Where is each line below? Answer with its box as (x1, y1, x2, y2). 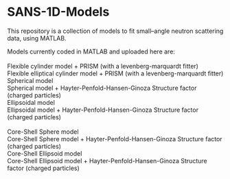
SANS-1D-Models (7, 4, 110, 20)
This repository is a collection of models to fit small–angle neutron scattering (7, 27, 224, 35)
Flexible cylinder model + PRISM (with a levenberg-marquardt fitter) (7, 62, 199, 70)
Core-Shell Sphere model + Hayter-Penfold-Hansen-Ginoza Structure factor (7, 134, 222, 143)
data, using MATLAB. (7, 34, 67, 42)
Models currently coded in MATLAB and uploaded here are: (7, 47, 175, 56)
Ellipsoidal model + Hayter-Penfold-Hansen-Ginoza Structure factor (7, 106, 199, 114)
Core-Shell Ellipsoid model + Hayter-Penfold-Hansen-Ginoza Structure (7, 156, 207, 165)
